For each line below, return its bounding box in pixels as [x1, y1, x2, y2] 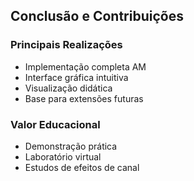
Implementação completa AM [24, 60, 147, 73]
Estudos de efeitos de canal [24, 161, 140, 173]
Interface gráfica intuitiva [24, 71, 129, 83]
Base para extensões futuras [24, 92, 144, 104]
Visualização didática [24, 82, 113, 94]
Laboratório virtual [24, 150, 102, 163]
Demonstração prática [24, 140, 118, 152]
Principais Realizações [10, 38, 123, 52]
